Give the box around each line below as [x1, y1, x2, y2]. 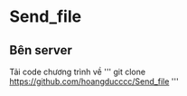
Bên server [9, 43, 72, 58]
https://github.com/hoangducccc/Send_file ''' [9, 76, 179, 87]
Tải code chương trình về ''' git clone [9, 66, 146, 77]
